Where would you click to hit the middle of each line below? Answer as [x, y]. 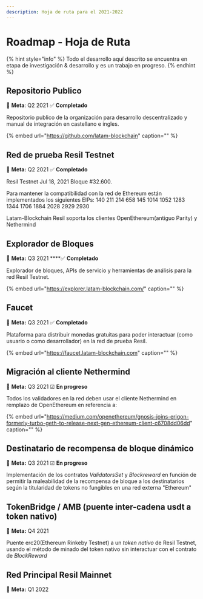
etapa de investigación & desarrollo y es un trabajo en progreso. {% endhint [101, 65]
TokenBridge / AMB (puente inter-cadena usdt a [99, 507]
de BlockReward [27, 556]
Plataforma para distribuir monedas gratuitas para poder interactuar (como [99, 334]
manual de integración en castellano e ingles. [63, 124]
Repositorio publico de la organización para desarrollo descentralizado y [97, 118]
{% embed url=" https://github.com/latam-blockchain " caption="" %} [92, 136]
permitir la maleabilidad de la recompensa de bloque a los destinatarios [95, 481]
